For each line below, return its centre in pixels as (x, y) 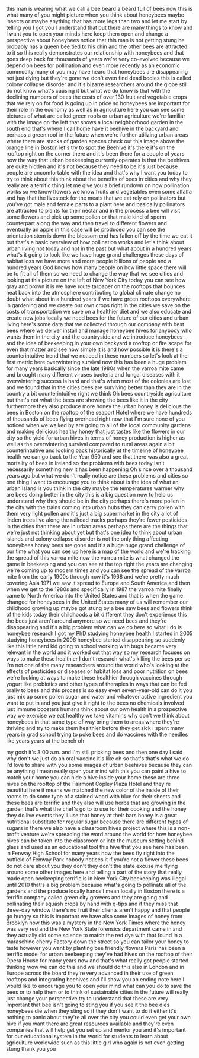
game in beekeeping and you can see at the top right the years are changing (99, 564)
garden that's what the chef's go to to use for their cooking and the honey (96, 809)
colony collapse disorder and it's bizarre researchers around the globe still (97, 84)
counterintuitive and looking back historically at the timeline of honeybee (95, 450)
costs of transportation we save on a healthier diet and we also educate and (99, 312)
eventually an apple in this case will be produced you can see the (86, 229)
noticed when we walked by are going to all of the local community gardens (99, 425)
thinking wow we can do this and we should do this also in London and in (95, 967)
